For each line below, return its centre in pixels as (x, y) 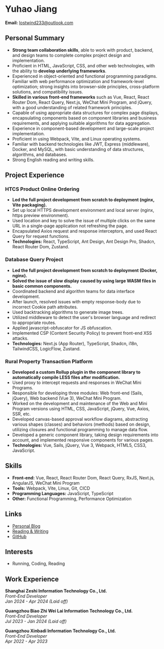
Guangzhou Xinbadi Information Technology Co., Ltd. (60, 631)
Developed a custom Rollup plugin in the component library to (76, 372)
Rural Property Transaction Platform (49, 361)
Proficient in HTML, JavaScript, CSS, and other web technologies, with (83, 65)
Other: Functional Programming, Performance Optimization (72, 499)
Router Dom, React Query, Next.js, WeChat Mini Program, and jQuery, (82, 102)
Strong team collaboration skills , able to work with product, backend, (83, 50)
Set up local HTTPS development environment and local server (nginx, (83, 210)
